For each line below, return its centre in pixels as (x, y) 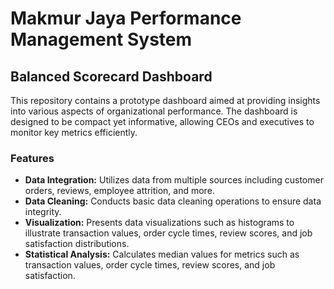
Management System (101, 39)
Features (32, 158)
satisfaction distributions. (77, 244)
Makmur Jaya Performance (126, 18)
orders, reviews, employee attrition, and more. (119, 191)
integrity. (43, 212)
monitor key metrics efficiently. (74, 132)
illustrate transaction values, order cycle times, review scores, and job (168, 233)
